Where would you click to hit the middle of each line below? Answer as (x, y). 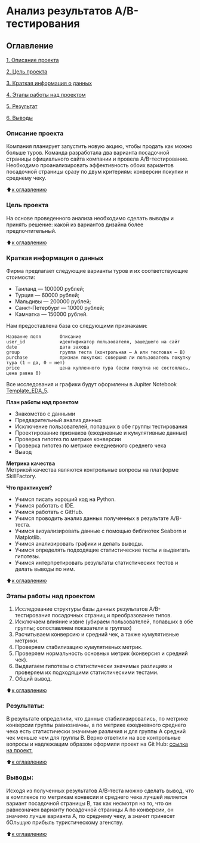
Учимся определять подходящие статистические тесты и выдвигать (102, 550)
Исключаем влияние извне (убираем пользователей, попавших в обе (104, 622)
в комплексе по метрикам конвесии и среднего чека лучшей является (97, 797)
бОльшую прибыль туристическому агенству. (65, 822)
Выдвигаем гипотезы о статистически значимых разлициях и (93, 666)
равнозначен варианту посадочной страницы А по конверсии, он (90, 810)
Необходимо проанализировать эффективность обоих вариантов (90, 165)
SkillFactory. (21, 476)
